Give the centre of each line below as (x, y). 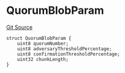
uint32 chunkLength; (43, 59)
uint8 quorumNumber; (43, 43)
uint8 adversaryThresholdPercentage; (65, 49)
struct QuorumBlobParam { (39, 38)
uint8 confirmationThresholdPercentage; (69, 54)
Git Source (20, 27)
